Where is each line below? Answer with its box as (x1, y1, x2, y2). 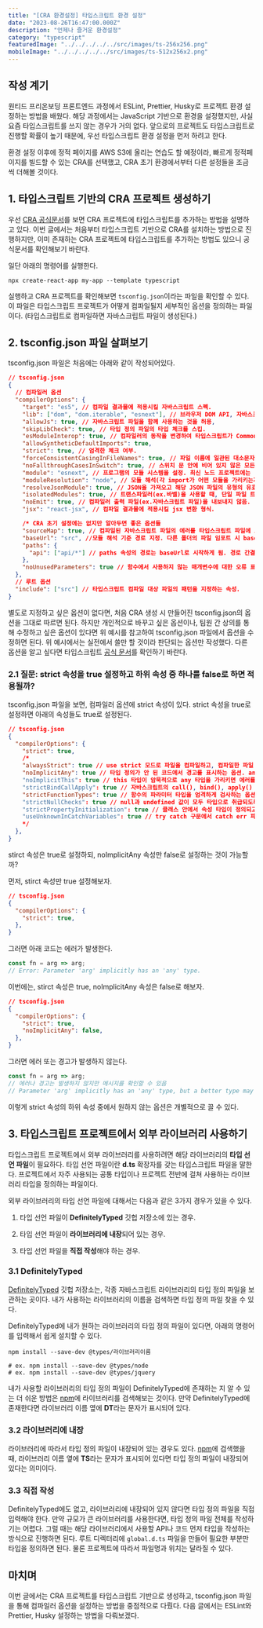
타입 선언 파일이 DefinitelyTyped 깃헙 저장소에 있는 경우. (19, 1213, 196, 1222)
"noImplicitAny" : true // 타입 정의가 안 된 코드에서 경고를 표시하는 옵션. (22, 769, 245, 777)
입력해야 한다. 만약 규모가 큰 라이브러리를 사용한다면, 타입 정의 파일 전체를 (8, 1514, 233, 1524)
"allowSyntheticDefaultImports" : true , (22, 440, 153, 448)
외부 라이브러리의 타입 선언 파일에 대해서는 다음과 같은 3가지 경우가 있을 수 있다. (8, 1195, 252, 1205)
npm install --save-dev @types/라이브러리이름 (8, 1348, 151, 1355)
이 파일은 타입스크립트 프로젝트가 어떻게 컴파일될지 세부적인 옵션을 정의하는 (8, 301, 239, 310)
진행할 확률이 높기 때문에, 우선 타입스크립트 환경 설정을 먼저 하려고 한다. (8, 130, 227, 140)
